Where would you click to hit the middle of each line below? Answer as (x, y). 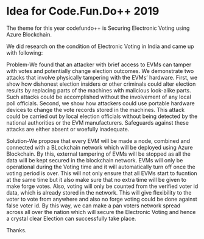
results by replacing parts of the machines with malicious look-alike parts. (99, 90)
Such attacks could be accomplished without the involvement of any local (99, 97)
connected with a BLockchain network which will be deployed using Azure (100, 147)
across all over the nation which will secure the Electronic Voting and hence (101, 212)
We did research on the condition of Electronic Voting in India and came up (100, 46)
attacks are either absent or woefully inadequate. (68, 129)
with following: (25, 52)
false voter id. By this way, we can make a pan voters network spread (93, 206)
